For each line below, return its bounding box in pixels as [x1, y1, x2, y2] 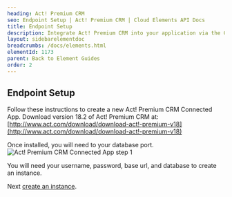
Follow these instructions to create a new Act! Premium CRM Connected [7, 105, 213, 114]
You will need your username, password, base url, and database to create [7, 162, 217, 170]
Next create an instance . [7, 182, 77, 191]
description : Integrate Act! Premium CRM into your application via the [7, 29, 221, 37]
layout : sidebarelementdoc [7, 36, 85, 43]
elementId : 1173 [7, 49, 54, 56]
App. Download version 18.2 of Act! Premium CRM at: [7, 113, 159, 121]
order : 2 [7, 62, 32, 68]
